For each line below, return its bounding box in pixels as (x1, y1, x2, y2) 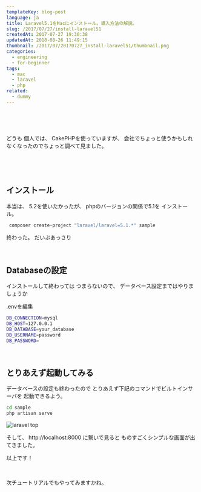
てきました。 (6, 442, 38, 449)
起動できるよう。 (23, 392, 66, 400)
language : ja (6, 15, 39, 21)
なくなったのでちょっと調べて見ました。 (6, 142, 107, 149)
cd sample (6, 405, 31, 411)
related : (6, 88, 28, 94)
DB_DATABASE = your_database (6, 326, 74, 332)
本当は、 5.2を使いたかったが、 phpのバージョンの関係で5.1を (6, 202, 160, 210)
